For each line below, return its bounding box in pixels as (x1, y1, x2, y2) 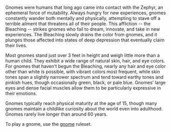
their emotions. (5, 91, 37, 96)
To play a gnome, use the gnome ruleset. (5, 121, 92, 127)
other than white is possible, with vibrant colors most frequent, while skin (5, 69, 160, 75)
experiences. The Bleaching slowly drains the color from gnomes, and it (5, 32, 158, 37)
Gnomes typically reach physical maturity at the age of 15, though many (5, 100, 158, 106)
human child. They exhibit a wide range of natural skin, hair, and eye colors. (5, 58, 165, 63)
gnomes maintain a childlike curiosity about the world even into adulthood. (5, 106, 163, 112)
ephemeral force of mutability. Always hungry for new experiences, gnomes (5, 10, 166, 16)
